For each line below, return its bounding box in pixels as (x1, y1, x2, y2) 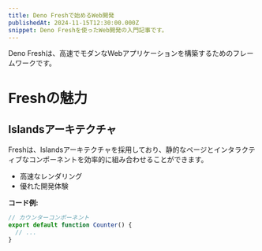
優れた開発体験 (19, 182, 69, 191)
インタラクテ (213, 145, 256, 154)
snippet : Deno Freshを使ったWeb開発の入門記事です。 (8, 26, 168, 34)
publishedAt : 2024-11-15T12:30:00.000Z (8, 19, 140, 27)
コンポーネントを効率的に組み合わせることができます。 (28, 155, 208, 164)
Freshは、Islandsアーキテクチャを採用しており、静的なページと (8, 145, 215, 154)
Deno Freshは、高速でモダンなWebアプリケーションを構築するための (8, 49, 234, 58)
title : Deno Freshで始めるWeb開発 (8, 11, 114, 20)
